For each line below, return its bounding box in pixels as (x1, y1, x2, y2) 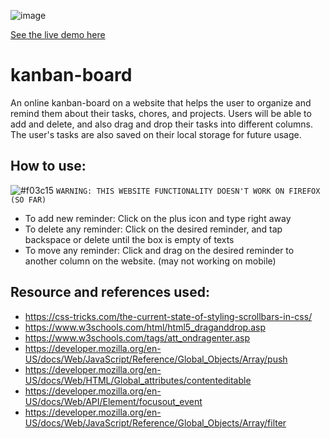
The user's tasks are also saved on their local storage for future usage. (10, 128, 302, 140)
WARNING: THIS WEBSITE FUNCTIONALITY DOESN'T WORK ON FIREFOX (56, 186, 321, 196)
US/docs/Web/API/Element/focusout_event (24, 395, 203, 407)
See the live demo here (10, 29, 106, 40)
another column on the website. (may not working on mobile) (24, 255, 277, 267)
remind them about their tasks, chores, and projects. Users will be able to (10, 107, 312, 119)
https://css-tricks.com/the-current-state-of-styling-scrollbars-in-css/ (24, 310, 313, 322)
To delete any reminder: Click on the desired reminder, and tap (24, 223, 283, 235)
